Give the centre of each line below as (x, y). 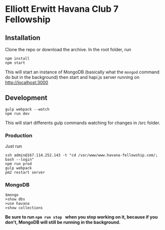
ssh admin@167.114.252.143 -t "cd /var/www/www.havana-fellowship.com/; (82, 155)
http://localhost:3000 (27, 82)
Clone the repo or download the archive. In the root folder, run (68, 49)
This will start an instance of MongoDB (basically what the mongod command (82, 72)
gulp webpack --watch (27, 109)
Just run (14, 146)
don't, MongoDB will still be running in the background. (63, 222)
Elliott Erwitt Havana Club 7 (62, 9)
